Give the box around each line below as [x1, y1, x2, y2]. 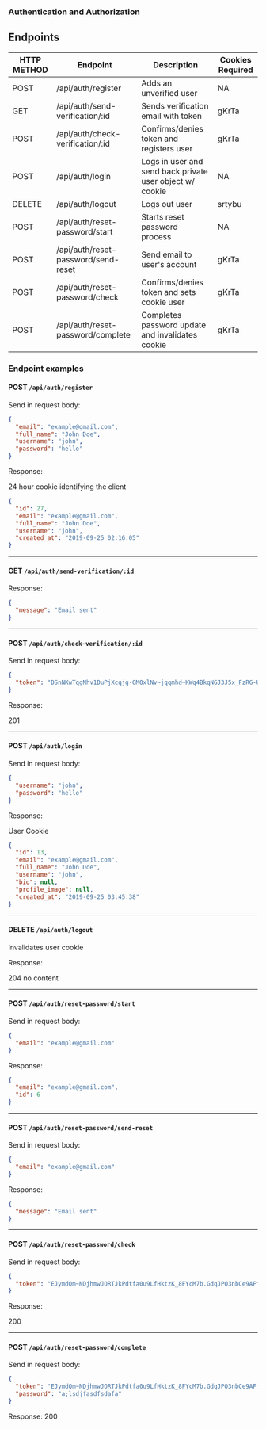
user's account [141, 258, 197, 269]
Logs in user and [141, 155, 203, 166]
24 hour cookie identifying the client [8, 482, 127, 491]
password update [141, 319, 207, 331]
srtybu [217, 198, 242, 209]
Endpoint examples [8, 363, 85, 374]
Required [218, 64, 253, 75]
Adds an [141, 78, 173, 89]
